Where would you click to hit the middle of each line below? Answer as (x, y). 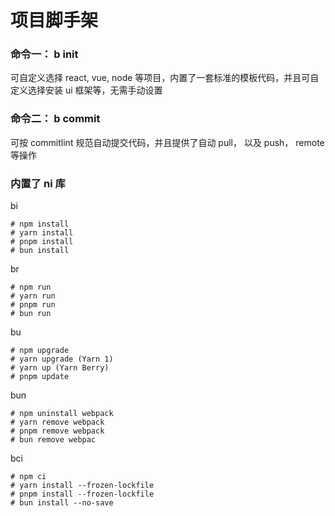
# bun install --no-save (62, 503)
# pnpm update (40, 377)
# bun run (31, 314)
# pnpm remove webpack (57, 431)
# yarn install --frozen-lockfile (82, 486)
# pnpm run (33, 305)
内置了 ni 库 (38, 183)
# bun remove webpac (53, 440)
